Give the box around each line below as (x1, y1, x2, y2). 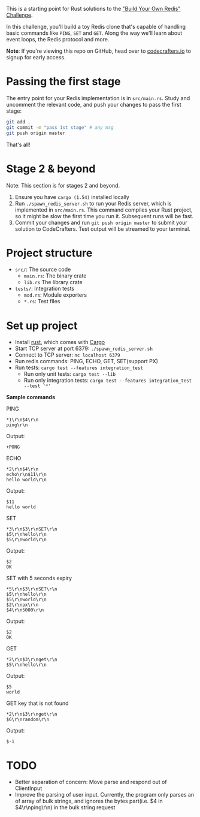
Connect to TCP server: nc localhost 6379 (14, 351, 120, 358)
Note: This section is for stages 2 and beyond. (6, 182, 120, 189)
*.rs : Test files (23, 298, 60, 305)
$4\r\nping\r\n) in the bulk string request (14, 804, 116, 811)
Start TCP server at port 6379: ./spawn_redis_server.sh (14, 345, 153, 352)
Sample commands (6, 394, 56, 401)
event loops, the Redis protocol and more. (6, 36, 110, 43)
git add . (6, 119, 31, 125)
